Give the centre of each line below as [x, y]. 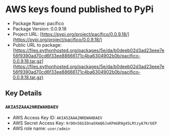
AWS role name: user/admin [41, 128]
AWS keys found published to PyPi [79, 9]
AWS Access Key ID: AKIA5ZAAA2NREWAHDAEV [57, 117]
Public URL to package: [37, 45]
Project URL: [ [27, 34]
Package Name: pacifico [38, 23]
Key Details [24, 93]
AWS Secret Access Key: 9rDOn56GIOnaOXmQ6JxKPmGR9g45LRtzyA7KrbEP [85, 123]
